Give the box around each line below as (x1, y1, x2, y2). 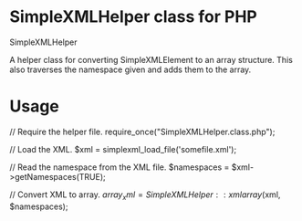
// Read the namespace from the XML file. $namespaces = (9, 162, 230, 173)
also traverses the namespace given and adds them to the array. (9, 64, 252, 75)
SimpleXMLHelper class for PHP (9, 6, 257, 27)
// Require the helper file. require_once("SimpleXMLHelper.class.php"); (9, 126, 276, 137)
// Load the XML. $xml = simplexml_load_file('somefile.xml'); (9, 143, 237, 154)
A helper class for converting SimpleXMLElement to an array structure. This (9, 54, 294, 65)
